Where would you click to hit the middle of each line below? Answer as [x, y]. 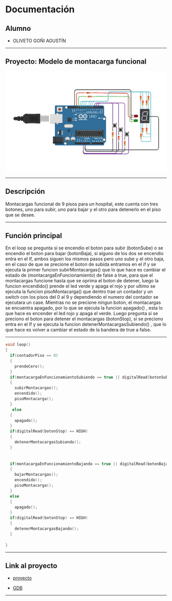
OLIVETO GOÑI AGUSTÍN [39, 41]
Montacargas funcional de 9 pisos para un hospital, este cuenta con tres [82, 204]
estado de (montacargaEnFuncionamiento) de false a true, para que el [79, 275]
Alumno [18, 28]
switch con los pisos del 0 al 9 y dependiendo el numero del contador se [82, 297]
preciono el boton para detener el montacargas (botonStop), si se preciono [84, 319]
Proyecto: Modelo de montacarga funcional [76, 62]
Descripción [25, 192]
